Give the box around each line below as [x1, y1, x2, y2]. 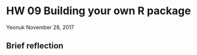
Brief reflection [6, 41, 64, 51]
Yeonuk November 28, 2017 [6, 24, 75, 31]
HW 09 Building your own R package [6, 4, 191, 18]
